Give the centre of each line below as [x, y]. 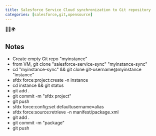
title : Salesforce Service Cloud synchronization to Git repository [78, 10]
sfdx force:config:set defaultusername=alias [58, 107]
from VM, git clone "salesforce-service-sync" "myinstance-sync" [80, 64]
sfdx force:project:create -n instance [50, 80]
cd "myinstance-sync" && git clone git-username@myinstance [77, 70]
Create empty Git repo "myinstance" [50, 59]
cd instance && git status [38, 85]
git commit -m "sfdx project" [42, 96]
